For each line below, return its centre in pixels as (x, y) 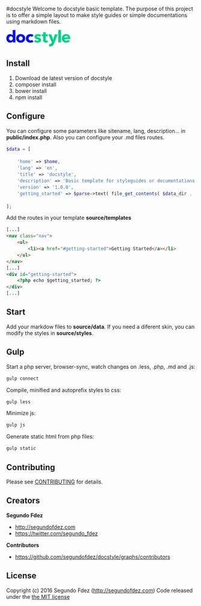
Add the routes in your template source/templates (69, 218)
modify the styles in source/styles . (50, 333)
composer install (36, 85)
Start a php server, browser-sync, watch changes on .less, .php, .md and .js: (101, 366)
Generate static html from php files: (50, 436)
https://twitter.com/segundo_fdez (56, 533)
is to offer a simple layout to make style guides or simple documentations (97, 15)
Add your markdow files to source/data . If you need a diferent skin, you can (100, 327)
